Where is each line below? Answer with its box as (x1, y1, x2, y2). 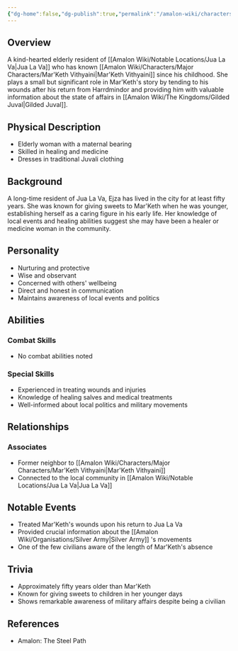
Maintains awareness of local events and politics (17, 293, 160, 302)
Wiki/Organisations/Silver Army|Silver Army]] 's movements (17, 536, 193, 544)
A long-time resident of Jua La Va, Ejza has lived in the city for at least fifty (7, 194, 225, 203)
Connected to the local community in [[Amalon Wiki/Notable (17, 473, 193, 482)
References (7, 618, 59, 630)
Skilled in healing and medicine (17, 147, 108, 156)
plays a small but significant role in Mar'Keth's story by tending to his (7, 78, 209, 86)
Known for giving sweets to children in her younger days (17, 589, 183, 599)
